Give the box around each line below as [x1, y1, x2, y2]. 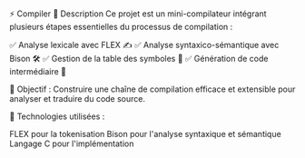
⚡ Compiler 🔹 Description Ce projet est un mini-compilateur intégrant [9, 8, 267, 19]
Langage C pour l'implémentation [9, 138, 134, 149]
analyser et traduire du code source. [9, 94, 145, 104]
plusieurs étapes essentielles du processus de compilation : [9, 22, 233, 32]
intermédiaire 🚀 [9, 66, 66, 76]
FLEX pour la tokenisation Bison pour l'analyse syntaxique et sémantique [9, 129, 281, 139]
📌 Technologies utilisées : [9, 111, 105, 122]
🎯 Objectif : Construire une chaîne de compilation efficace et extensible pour [9, 84, 296, 94]
